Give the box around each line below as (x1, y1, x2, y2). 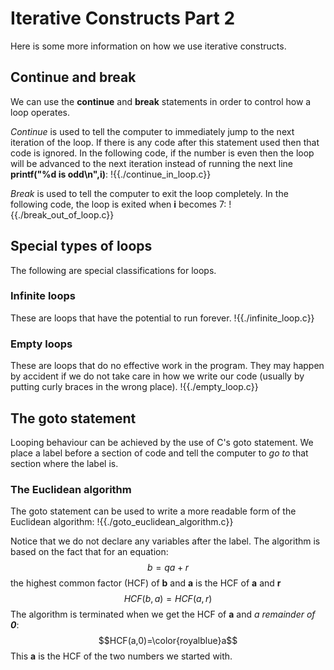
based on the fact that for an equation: (10, 546, 169, 558)
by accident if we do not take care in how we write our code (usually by (10, 370, 305, 382)
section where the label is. (10, 457, 119, 469)
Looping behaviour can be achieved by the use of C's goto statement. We (10, 436, 314, 448)
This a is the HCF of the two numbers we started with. (10, 650, 233, 662)
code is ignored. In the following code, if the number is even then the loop (10, 147, 315, 159)
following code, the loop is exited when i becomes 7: (10, 198, 227, 210)
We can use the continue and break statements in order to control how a (10, 95, 312, 107)
